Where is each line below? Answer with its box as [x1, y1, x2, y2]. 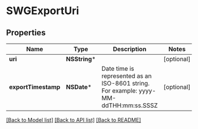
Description [113, 45, 147, 53]
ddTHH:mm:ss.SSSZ [101, 101, 158, 110]
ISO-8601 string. [101, 80, 150, 87]
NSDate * [65, 83, 92, 91]
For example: [101, 87, 137, 95]
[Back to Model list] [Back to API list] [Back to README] [6, 117, 141, 123]
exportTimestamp [9, 83, 61, 91]
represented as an [101, 72, 152, 80]
